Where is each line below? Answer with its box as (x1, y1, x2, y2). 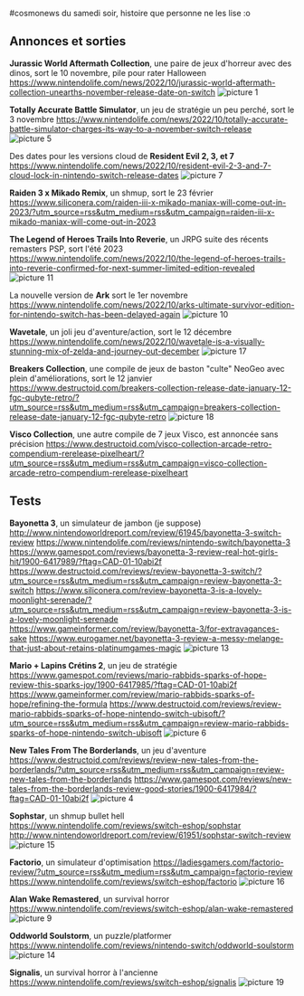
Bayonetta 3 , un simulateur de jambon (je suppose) (9, 517, 202, 528)
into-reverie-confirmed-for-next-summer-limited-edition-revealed (9, 262, 255, 273)
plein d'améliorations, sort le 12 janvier (9, 373, 153, 384)
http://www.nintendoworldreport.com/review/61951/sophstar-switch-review (9, 830, 291, 840)
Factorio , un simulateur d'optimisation (9, 857, 152, 868)
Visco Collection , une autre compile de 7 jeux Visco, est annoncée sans (9, 429, 279, 440)
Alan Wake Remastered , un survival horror (9, 893, 170, 904)
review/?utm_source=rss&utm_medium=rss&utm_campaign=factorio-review (9, 866, 293, 877)
